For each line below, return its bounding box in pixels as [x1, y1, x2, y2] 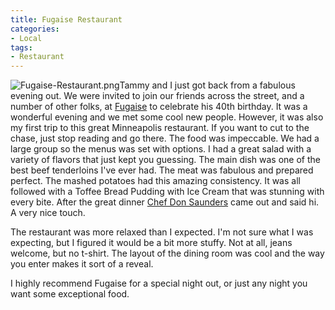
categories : [10, 24, 60, 34]
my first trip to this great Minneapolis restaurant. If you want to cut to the [10, 122, 310, 134]
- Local [10, 33, 43, 43]
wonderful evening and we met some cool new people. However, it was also [10, 111, 324, 123]
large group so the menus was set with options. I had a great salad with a [10, 143, 312, 155]
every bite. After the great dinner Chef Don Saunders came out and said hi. [10, 196, 320, 208]
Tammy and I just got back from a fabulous [119, 79, 296, 91]
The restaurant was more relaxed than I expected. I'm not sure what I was [10, 226, 314, 238]
